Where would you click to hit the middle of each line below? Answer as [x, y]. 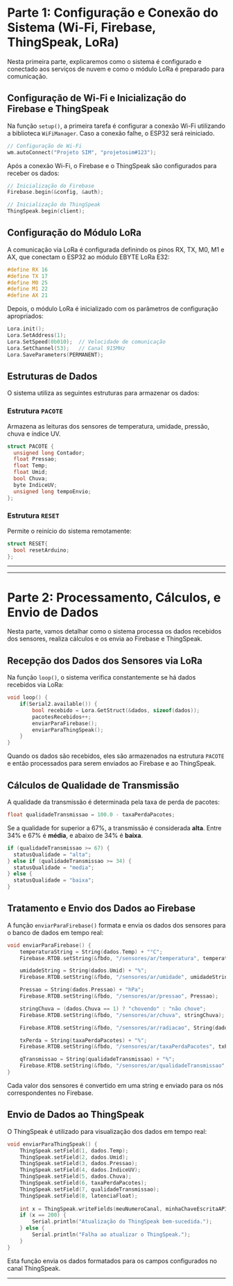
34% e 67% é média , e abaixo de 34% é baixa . [75, 835]
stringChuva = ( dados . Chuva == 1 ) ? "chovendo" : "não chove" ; [113, 1009]
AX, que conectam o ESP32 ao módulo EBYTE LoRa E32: [88, 257]
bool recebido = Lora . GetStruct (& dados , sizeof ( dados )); [116, 710]
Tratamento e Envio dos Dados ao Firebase [102, 908]
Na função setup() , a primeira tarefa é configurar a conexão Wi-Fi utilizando [116, 126]
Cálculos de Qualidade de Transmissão [93, 785]
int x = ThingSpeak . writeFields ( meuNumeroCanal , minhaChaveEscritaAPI [124, 1209]
